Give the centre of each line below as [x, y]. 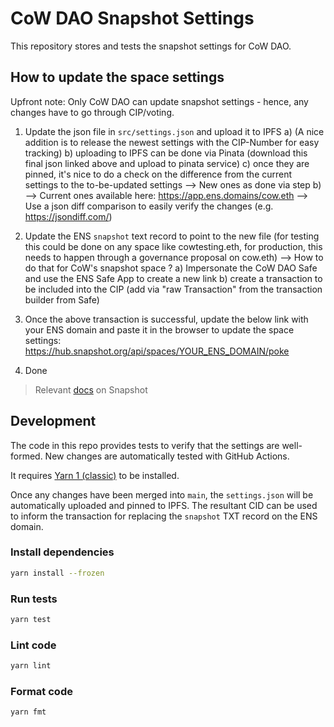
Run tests [34, 599]
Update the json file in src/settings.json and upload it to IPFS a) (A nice [174, 131]
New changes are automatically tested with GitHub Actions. [167, 456]
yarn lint [31, 666]
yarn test [31, 620]
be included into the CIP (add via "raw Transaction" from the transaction [173, 289]
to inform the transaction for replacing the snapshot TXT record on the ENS [164, 516]
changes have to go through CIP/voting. [92, 112]
